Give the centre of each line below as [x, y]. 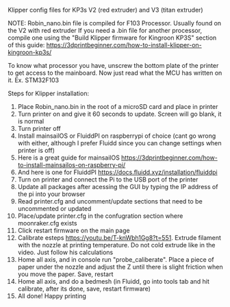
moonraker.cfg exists [47, 223]
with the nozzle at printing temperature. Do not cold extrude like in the [116, 245]
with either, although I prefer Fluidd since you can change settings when [119, 143]
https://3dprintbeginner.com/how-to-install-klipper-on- [124, 45]
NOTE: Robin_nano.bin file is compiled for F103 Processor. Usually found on [115, 23]
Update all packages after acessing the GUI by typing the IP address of [118, 187]
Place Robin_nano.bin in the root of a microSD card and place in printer [118, 107]
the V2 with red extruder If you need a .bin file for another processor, [105, 30]
